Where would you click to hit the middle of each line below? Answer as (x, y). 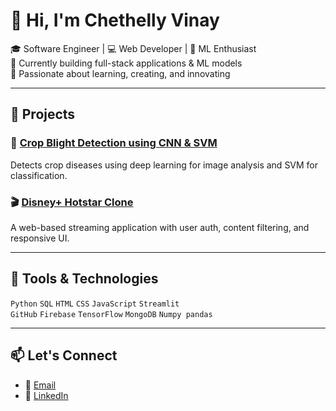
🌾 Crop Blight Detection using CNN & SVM (114, 143)
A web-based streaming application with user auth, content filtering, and (160, 227)
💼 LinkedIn (46, 395)
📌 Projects (43, 114)
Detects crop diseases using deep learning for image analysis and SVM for (164, 165)
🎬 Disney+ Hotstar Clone (72, 202)
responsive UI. (40, 238)
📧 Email (40, 385)
